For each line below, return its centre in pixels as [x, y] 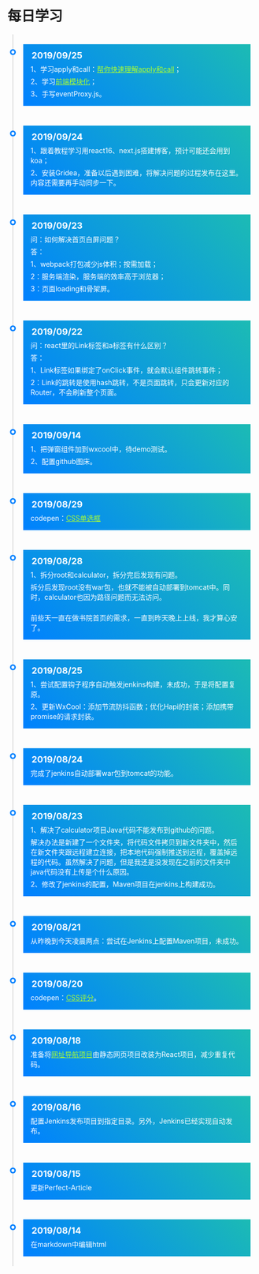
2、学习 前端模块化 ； [64, 81]
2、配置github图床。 [64, 461]
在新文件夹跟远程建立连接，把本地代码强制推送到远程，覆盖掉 [130, 852]
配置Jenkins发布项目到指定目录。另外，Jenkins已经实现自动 [128, 1121]
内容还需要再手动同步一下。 [75, 182]
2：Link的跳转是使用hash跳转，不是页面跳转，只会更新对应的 [130, 382]
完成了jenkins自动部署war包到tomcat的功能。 [104, 773]
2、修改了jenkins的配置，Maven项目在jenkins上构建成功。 [125, 884]
